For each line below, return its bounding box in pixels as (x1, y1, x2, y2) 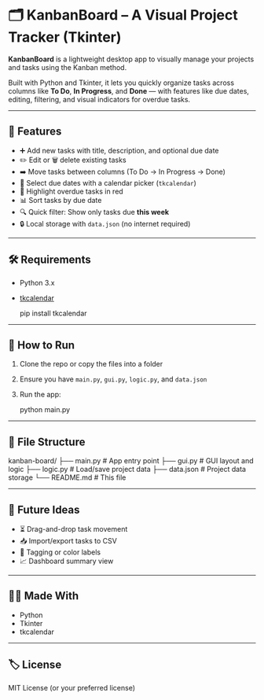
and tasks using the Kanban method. (8, 62, 127, 72)
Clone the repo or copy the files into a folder (19, 359, 163, 369)
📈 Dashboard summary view (19, 556, 114, 566)
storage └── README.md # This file (8, 473, 126, 482)
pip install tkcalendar (19, 308, 88, 318)
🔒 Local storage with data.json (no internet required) (19, 219, 191, 228)
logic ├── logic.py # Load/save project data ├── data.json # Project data (8, 465, 246, 474)
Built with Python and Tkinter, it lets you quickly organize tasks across (8, 78, 234, 87)
